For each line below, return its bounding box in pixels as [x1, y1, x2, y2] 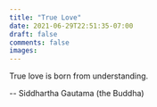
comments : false [9, 37, 70, 47]
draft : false [9, 29, 58, 38]
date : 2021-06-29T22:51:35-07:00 [9, 21, 134, 30]
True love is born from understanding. [9, 70, 149, 81]
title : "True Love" [9, 12, 82, 22]
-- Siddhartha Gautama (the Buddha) [9, 88, 145, 99]
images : [9, 46, 38, 55]
